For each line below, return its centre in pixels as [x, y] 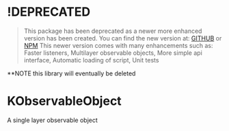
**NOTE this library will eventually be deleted [71, 73]
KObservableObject [64, 101]
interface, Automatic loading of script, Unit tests [91, 60]
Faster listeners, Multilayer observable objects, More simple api [113, 53]
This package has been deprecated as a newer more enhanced [113, 31]
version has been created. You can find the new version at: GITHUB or [123, 38]
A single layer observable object [52, 120]
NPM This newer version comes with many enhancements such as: [118, 45]
